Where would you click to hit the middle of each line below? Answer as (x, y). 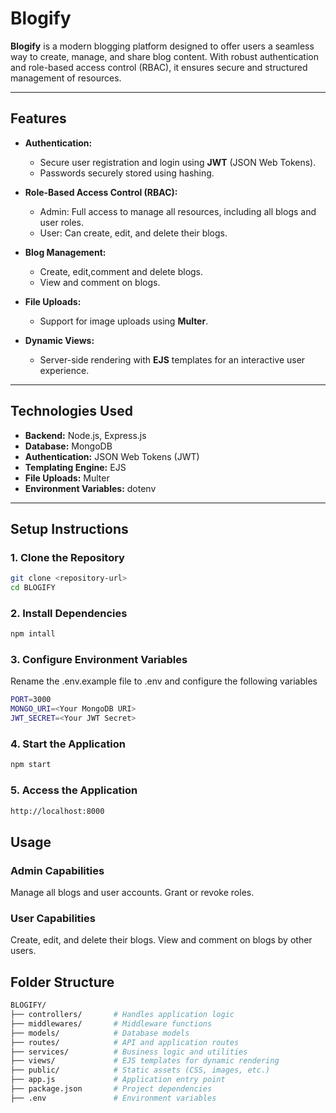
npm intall (33, 634)
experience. (64, 370)
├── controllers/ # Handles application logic (122, 1015)
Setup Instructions (69, 528)
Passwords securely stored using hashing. (127, 173)
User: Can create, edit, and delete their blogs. (133, 233)
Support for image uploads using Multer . (124, 321)
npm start (31, 765)
